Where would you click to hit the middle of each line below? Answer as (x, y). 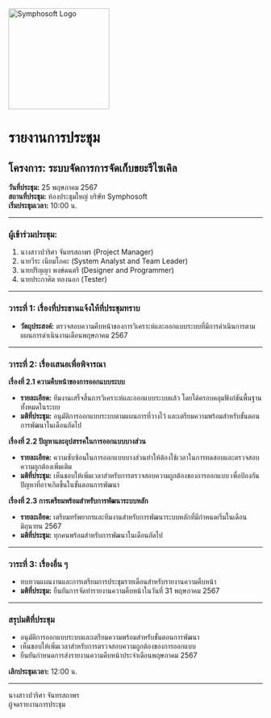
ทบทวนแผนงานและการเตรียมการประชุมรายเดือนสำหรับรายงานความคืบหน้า (118, 582)
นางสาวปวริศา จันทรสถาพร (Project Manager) (87, 252)
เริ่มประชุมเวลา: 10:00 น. (43, 206)
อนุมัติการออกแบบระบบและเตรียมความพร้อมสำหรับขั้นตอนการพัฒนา (110, 637)
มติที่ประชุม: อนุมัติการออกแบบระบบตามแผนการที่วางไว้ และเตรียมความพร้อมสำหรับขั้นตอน (140, 416)
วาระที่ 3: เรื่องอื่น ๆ (38, 564)
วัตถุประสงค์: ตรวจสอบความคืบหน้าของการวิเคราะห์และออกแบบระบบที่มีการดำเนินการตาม (138, 325)
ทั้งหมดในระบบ (40, 406)
